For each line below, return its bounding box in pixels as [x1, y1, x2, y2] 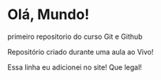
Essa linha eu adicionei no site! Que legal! [7, 62, 143, 72]
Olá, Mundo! [7, 6, 90, 24]
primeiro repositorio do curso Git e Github [7, 32, 143, 41]
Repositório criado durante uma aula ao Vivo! [7, 47, 154, 56]
